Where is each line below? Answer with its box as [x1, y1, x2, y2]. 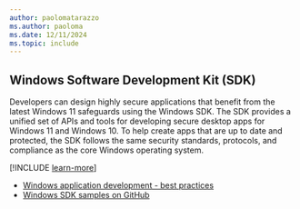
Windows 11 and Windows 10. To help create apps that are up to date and [9, 125, 284, 136]
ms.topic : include [9, 38, 79, 48]
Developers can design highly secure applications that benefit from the [9, 96, 275, 107]
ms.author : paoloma [9, 22, 84, 31]
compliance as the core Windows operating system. [9, 144, 205, 155]
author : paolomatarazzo [9, 13, 100, 23]
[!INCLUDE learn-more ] [9, 163, 97, 174]
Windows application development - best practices [22, 180, 215, 191]
